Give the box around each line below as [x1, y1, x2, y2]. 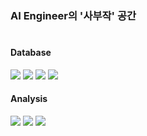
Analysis [10, 93, 48, 105]
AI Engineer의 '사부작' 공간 [10, 8, 137, 22]
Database [10, 47, 52, 59]
